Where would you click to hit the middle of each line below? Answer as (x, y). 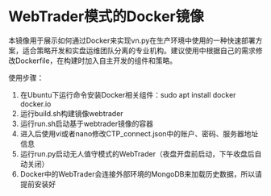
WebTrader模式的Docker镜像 (106, 17)
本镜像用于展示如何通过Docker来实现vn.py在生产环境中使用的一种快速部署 (132, 40)
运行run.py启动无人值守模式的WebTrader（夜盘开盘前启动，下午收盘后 (137, 153)
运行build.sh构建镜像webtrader (71, 113)
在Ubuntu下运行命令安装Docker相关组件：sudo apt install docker (128, 94)
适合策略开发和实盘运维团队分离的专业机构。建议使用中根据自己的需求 (139, 50)
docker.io (35, 104)
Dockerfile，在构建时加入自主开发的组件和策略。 (96, 60)
